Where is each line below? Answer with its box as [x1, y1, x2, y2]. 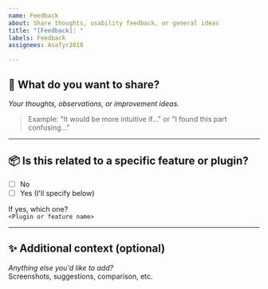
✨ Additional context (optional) [8, 242, 166, 256]
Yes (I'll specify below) [19, 188, 95, 197]
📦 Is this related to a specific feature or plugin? [8, 154, 249, 168]
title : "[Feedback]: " [8, 26, 84, 34]
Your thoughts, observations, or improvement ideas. [8, 99, 179, 108]
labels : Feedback [8, 33, 66, 42]
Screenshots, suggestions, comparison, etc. [8, 271, 153, 281]
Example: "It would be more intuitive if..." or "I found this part [27, 114, 227, 123]
